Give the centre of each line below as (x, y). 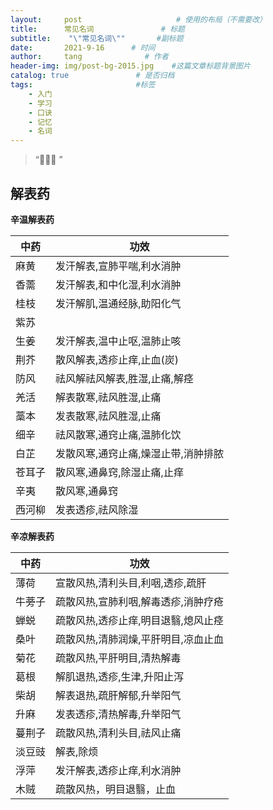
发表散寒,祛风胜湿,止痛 (108, 416)
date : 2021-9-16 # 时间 (83, 47)
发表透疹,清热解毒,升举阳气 (118, 714)
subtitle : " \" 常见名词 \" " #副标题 (97, 38)
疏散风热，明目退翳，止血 (116, 789)
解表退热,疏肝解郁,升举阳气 (118, 695)
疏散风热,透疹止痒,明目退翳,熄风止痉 (139, 620)
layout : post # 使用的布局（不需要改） (139, 19)
